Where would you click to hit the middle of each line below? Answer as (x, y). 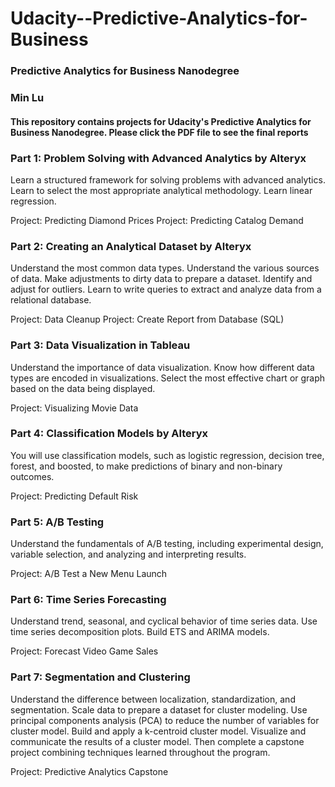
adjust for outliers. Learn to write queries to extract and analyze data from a (166, 289)
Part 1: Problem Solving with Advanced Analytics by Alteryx (158, 158)
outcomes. (32, 476)
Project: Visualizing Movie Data (74, 408)
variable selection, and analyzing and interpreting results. (128, 554)
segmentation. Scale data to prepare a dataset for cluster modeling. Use (159, 709)
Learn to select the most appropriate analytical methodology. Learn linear (161, 190)
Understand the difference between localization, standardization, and (153, 699)
